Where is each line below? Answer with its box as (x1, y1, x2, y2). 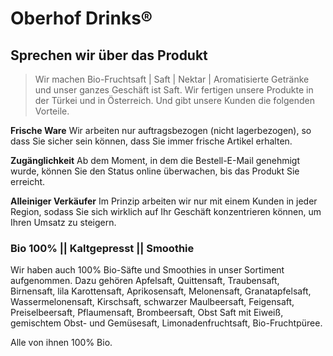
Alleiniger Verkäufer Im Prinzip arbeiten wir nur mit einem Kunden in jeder (10, 195, 318, 207)
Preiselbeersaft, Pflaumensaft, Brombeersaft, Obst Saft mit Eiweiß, (10, 307, 284, 319)
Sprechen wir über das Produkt (10, 47, 208, 64)
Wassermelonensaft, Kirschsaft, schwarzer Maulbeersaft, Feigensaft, (10, 296, 295, 308)
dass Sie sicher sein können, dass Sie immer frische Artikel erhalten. (10, 135, 293, 147)
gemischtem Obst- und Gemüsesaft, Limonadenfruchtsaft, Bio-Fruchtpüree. (10, 317, 323, 329)
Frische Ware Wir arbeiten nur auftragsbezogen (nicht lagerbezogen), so (10, 125, 312, 136)
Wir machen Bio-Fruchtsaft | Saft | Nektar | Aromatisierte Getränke (34, 73, 310, 85)
